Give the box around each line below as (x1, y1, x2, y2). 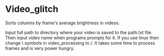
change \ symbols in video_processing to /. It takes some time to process (5, 40, 156, 46)
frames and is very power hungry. (5, 45, 75, 51)
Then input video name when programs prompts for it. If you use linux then (5, 35, 159, 41)
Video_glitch (5, 3, 59, 15)
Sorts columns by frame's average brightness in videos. (5, 20, 120, 26)
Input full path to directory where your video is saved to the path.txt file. (5, 29, 153, 35)
